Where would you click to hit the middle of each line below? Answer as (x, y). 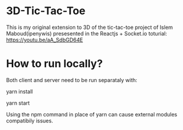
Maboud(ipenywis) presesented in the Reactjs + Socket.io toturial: (87, 33)
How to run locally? (54, 64)
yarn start (18, 103)
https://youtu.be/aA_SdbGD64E (45, 40)
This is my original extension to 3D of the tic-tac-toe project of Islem (90, 27)
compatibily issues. (30, 121)
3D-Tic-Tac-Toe (46, 11)
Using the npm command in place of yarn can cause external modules (92, 114)
